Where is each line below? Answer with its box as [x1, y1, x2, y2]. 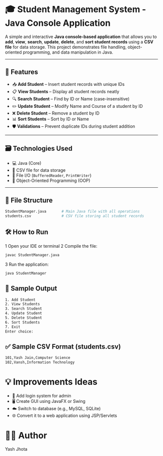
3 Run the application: [5, 261, 49, 267]
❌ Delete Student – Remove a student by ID [12, 110, 100, 116]
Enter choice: [5, 329, 34, 334]
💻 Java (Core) [12, 160, 42, 166]
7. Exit [5, 324, 21, 329]
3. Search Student [5, 306, 42, 311]
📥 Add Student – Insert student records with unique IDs [12, 81, 125, 87]
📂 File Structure [5, 196, 53, 204]
